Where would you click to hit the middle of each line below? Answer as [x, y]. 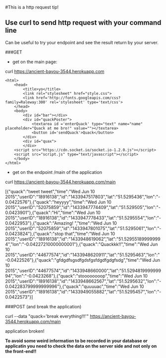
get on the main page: [35, 62]
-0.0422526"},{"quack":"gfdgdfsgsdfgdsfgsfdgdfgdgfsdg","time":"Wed [78, 260]
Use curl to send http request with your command [83, 23]
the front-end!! [21, 351]
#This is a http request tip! [32, 7]
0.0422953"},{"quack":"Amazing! [39, 223]
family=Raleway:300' [27, 102]
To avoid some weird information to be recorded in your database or [76, 341]
